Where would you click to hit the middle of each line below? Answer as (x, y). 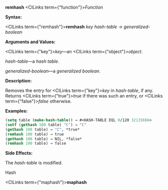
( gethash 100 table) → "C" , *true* (43, 129)
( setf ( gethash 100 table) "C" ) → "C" (46, 125)
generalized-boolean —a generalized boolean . (53, 71)
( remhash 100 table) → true (35, 134)
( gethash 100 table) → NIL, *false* (44, 139)
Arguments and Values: (30, 42)
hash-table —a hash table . (32, 61)
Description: (18, 81)
